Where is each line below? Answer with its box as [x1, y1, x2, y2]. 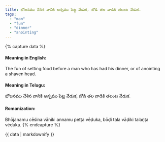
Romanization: [5, 106, 36, 111]
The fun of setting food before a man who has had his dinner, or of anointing [5, 66, 161, 72]
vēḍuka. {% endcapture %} [5, 121, 61, 128]
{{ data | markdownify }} [5, 131, 55, 137]
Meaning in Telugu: [5, 82, 46, 88]
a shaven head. [5, 71, 36, 77]
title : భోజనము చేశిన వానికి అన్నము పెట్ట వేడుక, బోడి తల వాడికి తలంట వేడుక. [5, 7, 141, 12]
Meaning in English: [5, 55, 47, 60]
